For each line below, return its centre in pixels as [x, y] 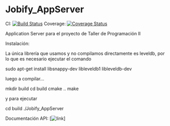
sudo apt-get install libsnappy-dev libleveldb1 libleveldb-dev [69, 69]
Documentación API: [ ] [35, 118]
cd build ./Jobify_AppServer [35, 108]
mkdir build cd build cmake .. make [42, 89]
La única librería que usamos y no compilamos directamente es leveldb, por [85, 53]
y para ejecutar [21, 98]
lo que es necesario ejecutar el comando [48, 59]
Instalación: [17, 43]
